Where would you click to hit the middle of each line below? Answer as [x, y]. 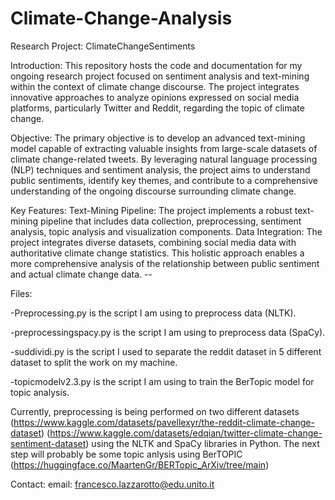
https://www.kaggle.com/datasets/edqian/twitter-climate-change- [186, 433]
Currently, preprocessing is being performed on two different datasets [155, 411]
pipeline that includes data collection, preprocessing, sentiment [171, 221]
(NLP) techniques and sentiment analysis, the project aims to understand [160, 169]
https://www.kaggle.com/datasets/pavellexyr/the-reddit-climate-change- [164, 422]
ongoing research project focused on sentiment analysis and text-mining [160, 76]
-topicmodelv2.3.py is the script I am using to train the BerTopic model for [162, 381]
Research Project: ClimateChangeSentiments [103, 46]
